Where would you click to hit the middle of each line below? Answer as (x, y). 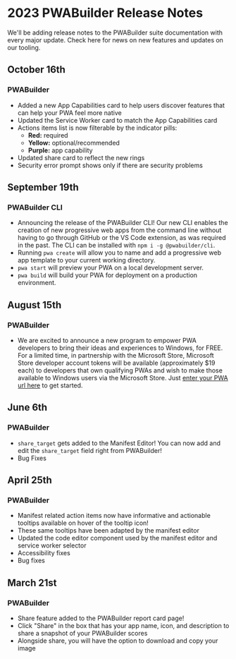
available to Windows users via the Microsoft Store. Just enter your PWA (123, 378)
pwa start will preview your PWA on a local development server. (111, 268)
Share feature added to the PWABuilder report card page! (101, 618)
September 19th (43, 187)
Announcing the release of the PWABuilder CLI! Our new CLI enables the (123, 223)
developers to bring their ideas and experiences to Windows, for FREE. (120, 348)
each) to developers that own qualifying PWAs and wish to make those (120, 370)
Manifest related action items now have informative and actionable (114, 516)
